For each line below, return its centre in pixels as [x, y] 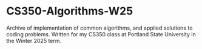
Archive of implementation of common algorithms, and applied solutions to [99, 28]
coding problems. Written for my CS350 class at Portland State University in [101, 34]
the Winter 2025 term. [34, 41]
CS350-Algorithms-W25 [70, 11]
